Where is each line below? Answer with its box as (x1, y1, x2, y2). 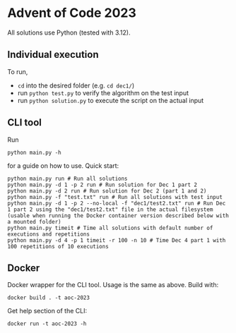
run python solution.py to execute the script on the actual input (17, 96, 204, 104)
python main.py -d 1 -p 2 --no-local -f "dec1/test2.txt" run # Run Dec (7, 200, 226, 207)
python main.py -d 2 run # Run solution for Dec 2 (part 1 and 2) (7, 187, 207, 195)
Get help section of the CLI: (7, 307, 87, 315)
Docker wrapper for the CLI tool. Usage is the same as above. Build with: (7, 281, 219, 289)
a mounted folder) (7, 218, 61, 225)
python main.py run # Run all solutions (7, 175, 129, 182)
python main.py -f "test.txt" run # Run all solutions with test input (7, 193, 223, 200)
